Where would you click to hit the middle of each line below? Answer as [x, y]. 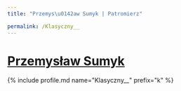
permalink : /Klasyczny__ [43, 26]
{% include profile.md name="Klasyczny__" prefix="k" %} [90, 80]
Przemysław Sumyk [66, 61]
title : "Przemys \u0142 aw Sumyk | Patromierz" [75, 14]
